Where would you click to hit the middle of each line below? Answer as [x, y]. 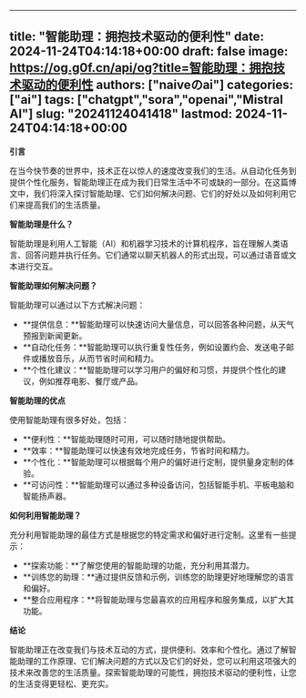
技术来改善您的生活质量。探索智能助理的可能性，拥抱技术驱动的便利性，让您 [153, 672]
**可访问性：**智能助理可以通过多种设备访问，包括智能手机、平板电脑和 [158, 484]
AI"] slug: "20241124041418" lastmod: [121, 114]
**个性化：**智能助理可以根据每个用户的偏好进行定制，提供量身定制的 [154, 461]
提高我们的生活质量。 [65, 205]
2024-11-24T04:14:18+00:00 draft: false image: [149, 51]
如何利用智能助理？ [46, 515]
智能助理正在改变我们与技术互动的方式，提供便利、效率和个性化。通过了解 [149, 649]
